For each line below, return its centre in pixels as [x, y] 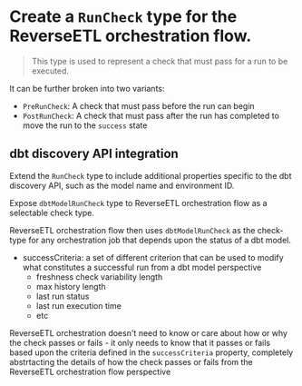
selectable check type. [52, 213]
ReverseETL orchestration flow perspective [90, 371]
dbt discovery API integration [94, 154]
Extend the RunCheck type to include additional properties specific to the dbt [151, 175]
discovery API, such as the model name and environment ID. [122, 185]
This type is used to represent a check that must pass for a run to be [160, 61]
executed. [50, 71]
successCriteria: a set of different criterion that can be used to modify [153, 257]
